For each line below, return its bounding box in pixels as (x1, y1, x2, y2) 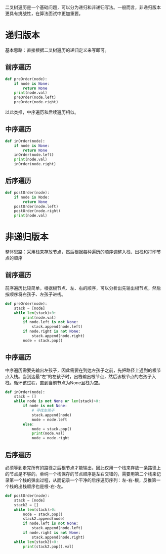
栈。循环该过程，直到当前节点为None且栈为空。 (5, 379, 103, 386)
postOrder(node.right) (14, 208, 61, 213)
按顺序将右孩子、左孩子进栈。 (5, 291, 66, 297)
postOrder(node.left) (14, 204, 58, 209)
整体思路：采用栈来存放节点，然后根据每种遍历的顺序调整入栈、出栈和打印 (5, 249, 157, 255)
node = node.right (31, 436, 70, 441)
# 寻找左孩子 (31, 408, 55, 413)
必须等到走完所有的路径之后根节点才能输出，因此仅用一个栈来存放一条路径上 (5, 465, 161, 471)
